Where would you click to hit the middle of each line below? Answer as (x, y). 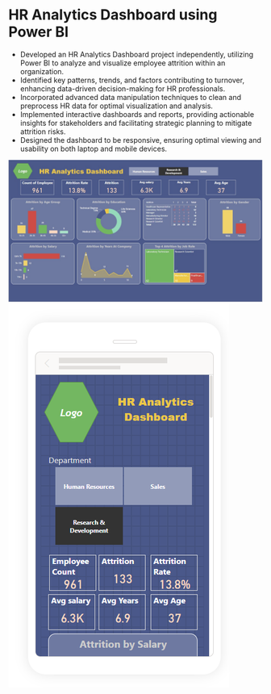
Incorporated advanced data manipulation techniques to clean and (131, 97)
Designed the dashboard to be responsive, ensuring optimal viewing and (141, 140)
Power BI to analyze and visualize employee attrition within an (123, 63)
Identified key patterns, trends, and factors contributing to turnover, (132, 80)
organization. (42, 71)
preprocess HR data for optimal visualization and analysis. (117, 106)
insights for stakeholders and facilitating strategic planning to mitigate (136, 123)
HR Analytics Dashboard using (113, 15)
